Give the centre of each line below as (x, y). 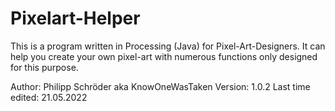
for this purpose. (44, 67)
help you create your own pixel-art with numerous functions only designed (164, 56)
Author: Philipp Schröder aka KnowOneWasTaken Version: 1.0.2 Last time (160, 86)
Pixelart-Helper (75, 18)
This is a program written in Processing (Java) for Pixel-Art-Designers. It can (168, 46)
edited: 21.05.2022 (49, 97)
